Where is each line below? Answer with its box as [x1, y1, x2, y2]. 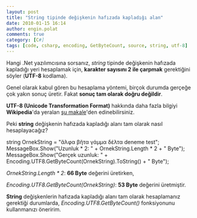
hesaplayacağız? [6, 127, 48, 134]
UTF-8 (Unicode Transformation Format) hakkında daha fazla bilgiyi [6, 102, 178, 109]
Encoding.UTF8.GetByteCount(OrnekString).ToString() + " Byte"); [6, 157, 169, 165]
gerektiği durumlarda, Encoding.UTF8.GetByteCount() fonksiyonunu [6, 199, 175, 206]
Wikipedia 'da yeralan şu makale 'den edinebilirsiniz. [6, 108, 135, 116]
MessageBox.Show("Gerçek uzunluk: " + [6, 151, 108, 158]
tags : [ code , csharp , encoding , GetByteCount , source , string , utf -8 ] [6, 43, 188, 49]
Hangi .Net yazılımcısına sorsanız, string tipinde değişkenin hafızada [6, 59, 176, 67]
